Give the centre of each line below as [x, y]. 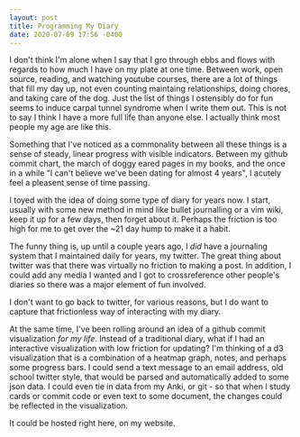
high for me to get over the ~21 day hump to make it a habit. [120, 229]
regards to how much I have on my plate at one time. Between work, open [146, 69]
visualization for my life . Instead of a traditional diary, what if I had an [137, 339]
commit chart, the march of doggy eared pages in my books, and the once [147, 164]
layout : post [34, 18]
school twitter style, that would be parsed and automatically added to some [150, 377]
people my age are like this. [60, 127]
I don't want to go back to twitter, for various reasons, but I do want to [139, 302]
